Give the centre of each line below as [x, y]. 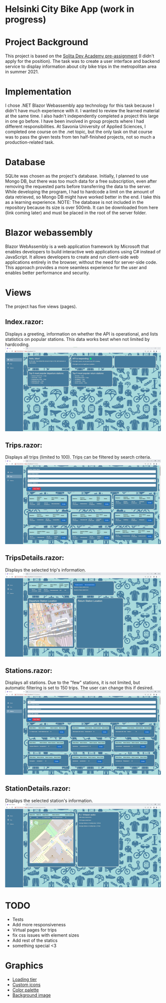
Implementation [38, 92]
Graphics [24, 966]
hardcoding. [17, 344]
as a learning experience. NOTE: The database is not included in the [74, 202]
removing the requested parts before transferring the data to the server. [78, 186]
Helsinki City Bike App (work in [70, 9]
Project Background [47, 42]
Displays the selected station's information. [49, 801]
